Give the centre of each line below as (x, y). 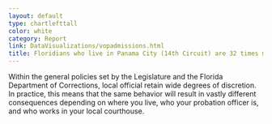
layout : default (36, 16)
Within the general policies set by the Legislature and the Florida (116, 77)
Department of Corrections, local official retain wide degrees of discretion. (132, 85)
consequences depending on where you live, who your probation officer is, (134, 103)
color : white (30, 31)
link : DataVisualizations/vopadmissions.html (86, 46)
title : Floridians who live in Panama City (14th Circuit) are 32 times (134, 53)
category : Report (38, 38)
